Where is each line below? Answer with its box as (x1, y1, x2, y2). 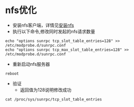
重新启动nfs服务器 (12, 61, 50, 67)
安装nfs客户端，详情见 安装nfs (12, 22, 74, 28)
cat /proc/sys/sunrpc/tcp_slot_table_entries (5, 96, 102, 102)
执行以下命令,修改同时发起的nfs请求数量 (12, 28, 95, 34)
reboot (5, 71, 19, 76)
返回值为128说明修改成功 (20, 86, 72, 93)
